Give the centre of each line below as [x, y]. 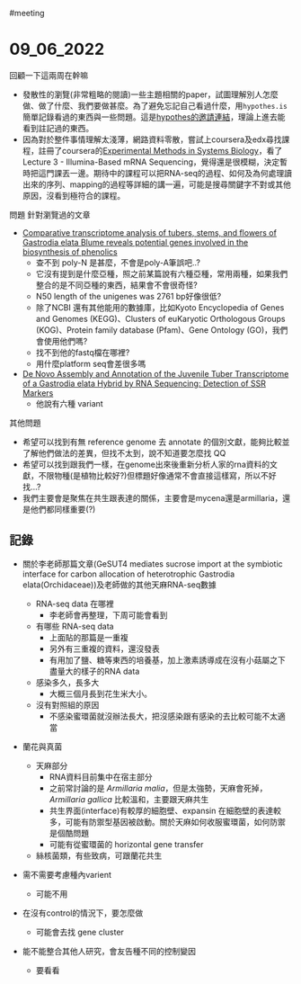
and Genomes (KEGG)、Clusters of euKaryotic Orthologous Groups [160, 318]
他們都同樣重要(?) [63, 509]
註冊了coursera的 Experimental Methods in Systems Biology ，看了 [160, 150]
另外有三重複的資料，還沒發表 [104, 649]
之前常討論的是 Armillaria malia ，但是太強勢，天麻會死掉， [158, 788]
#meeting [27, 13]
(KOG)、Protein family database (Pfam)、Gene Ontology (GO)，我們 [162, 330]
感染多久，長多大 [67, 682]
